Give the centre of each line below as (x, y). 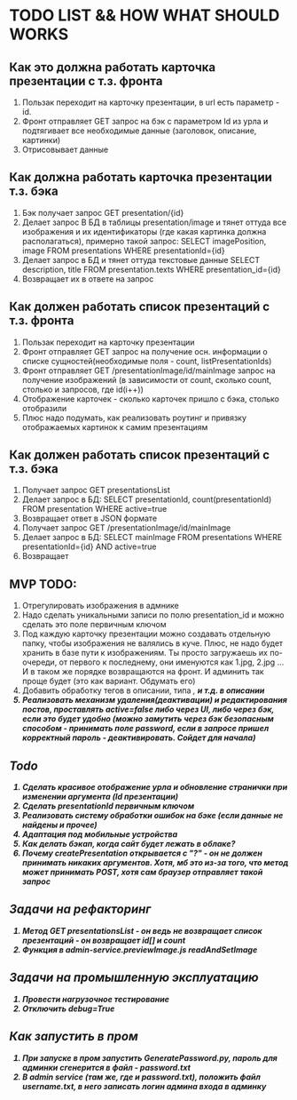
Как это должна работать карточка (113, 67)
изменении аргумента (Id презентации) (100, 797)
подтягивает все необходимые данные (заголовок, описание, (139, 131)
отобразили (44, 408)
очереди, (39, 662)
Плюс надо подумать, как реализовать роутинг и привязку (134, 418)
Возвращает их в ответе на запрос (88, 279)
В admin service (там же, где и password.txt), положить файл (141, 1077)
